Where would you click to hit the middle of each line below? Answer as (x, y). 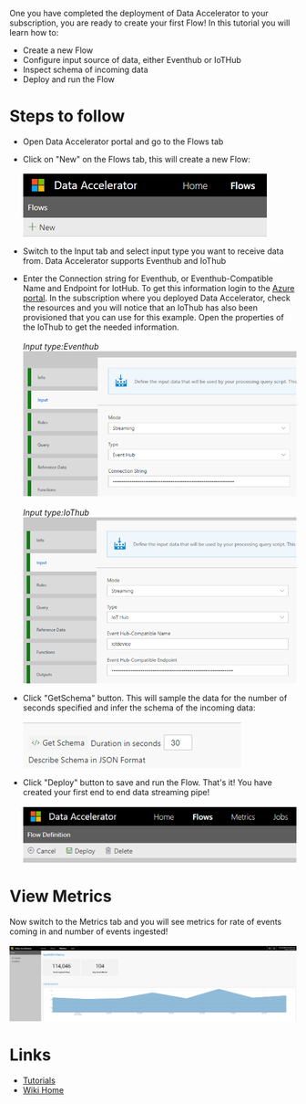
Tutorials (39, 1080)
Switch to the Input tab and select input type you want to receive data (153, 251)
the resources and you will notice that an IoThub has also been (140, 307)
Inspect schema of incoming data (85, 69)
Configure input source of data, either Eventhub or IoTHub (132, 60)
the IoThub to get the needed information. (101, 327)
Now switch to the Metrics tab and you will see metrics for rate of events (146, 921)
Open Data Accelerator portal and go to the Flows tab (123, 142)
